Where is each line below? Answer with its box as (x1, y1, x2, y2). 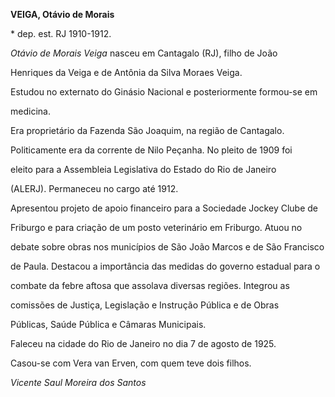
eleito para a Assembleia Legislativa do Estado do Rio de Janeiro (10, 164, 277, 175)
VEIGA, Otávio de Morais (10, 9, 115, 20)
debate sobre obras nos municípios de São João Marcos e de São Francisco (10, 241, 325, 253)
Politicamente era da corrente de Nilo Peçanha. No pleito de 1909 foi (10, 144, 293, 156)
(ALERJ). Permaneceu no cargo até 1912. (10, 183, 179, 194)
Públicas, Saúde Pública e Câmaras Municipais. (10, 319, 207, 330)
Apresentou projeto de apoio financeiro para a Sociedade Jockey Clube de (10, 202, 318, 214)
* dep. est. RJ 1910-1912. (10, 28, 112, 39)
